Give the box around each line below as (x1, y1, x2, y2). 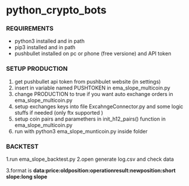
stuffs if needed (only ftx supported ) (14, 109, 103, 116)
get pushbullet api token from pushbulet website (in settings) (14, 78, 161, 85)
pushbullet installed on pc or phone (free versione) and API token (14, 50, 171, 57)
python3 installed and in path (14, 37, 85, 44)
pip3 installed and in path (14, 44, 76, 51)
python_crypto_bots (6, 4, 107, 17)
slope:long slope (6, 173, 48, 180)
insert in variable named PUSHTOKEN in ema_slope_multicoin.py (14, 84, 170, 91)
